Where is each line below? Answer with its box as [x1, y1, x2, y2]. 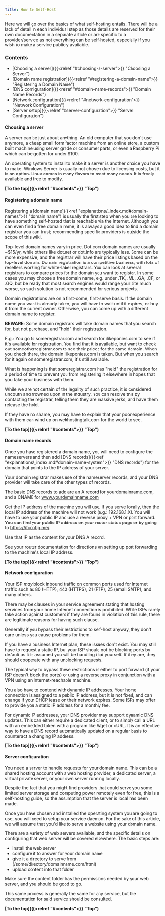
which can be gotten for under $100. [5, 151, 79, 157]
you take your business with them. [5, 377, 75, 383]
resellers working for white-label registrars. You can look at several [5, 265, 141, 271]
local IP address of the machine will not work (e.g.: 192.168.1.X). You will [5, 509, 150, 515]
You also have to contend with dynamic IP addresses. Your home [5, 687, 137, 693]
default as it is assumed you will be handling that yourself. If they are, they [5, 652, 156, 657]
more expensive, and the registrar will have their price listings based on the [5, 254, 158, 260]
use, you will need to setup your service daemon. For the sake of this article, [5, 815, 160, 821]
